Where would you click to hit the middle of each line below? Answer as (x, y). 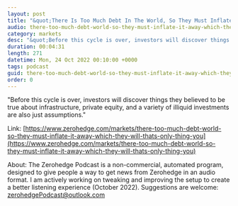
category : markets (34, 34)
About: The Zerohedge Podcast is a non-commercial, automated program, (115, 165)
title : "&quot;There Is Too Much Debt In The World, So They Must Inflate (120, 21)
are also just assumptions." (47, 115)
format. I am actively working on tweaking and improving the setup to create (119, 180)
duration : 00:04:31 (36, 47)
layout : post (27, 14)
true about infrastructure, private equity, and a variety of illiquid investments (118, 108)
